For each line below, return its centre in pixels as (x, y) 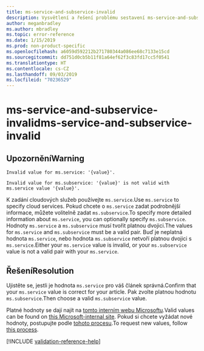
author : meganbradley (34, 23)
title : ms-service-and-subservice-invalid (61, 12)
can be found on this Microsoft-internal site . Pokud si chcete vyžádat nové (100, 316)
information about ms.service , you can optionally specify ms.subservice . (97, 219)
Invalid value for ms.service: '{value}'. (61, 172)
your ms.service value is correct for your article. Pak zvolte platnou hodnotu (101, 292)
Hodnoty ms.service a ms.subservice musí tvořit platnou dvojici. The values (100, 225)
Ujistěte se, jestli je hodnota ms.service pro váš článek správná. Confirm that (101, 285)
